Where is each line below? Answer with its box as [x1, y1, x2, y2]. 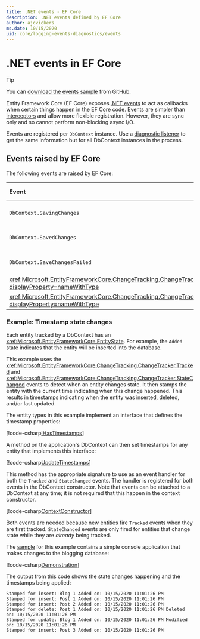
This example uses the [6, 356, 61, 363]
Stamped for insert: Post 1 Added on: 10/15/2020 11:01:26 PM [6, 596, 164, 602]
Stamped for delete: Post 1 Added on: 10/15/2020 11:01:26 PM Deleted [6, 607, 185, 613]
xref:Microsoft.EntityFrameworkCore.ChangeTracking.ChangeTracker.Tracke [6, 362, 193, 369]
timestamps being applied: [6, 579, 71, 586]
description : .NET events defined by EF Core [6, 14, 121, 20]
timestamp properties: [6, 418, 61, 425]
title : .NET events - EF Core [6, 8, 82, 15]
